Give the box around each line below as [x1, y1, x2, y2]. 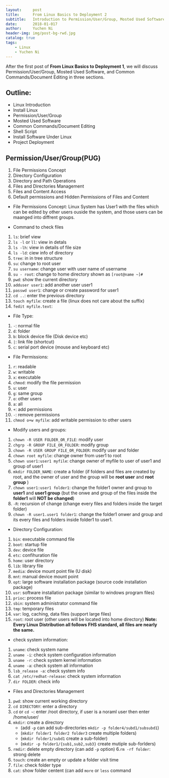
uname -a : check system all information [13, 662, 93, 669]
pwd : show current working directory [13, 698, 88, 704]
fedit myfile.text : [13, 303, 53, 309]
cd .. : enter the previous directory [13, 293, 85, 299]
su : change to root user [13, 261, 61, 267]
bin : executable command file [13, 536, 75, 542]
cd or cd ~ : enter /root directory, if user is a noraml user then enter [13, 709, 150, 715]
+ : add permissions [13, 406, 52, 412]
